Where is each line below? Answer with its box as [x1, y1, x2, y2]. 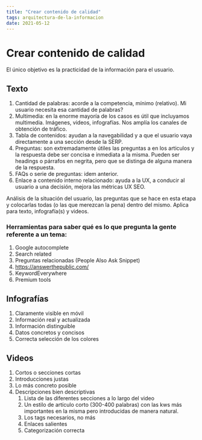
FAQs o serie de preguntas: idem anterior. [14, 170, 119, 178]
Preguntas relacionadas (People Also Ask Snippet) [14, 257, 140, 264]
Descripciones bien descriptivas [14, 388, 95, 396]
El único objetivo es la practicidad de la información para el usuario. [6, 66, 175, 73]
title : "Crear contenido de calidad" [6, 8, 101, 15]
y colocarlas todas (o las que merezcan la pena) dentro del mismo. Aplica [6, 201, 189, 209]
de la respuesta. [14, 164, 55, 171]
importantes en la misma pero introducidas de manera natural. [24, 407, 179, 415]
